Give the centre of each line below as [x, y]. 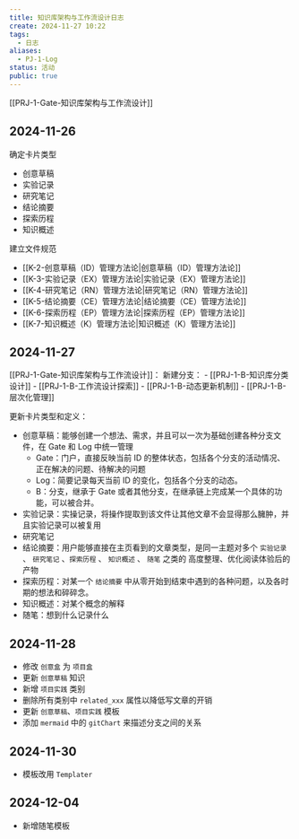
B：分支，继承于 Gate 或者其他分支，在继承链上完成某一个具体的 [155, 492]
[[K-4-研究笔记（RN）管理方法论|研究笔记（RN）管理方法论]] [135, 290]
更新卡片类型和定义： [48, 416]
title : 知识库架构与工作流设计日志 [67, 17]
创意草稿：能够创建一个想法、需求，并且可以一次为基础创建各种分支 [148, 435]
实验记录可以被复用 [65, 525]
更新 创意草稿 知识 [54, 677]
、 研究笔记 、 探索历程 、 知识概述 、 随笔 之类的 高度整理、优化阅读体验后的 [156, 559]
